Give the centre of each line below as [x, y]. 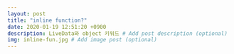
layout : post [27, 14]
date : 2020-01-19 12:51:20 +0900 [57, 27]
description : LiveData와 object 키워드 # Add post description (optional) [117, 33]
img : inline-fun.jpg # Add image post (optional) [83, 40]
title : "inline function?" [47, 20]
